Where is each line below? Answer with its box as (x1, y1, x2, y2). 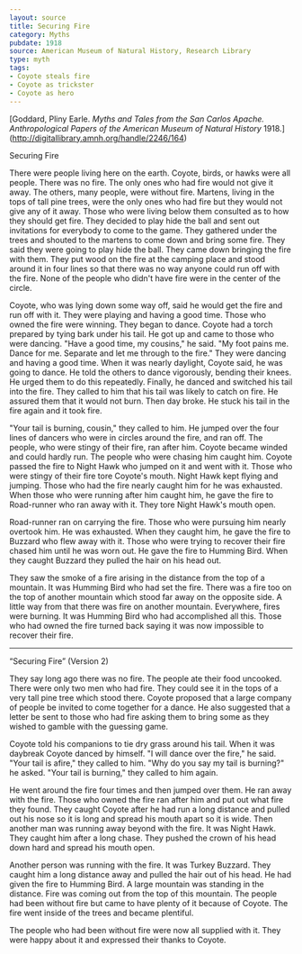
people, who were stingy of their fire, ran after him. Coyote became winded (9, 441, 288, 452)
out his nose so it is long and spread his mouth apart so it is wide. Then (9, 813, 273, 824)
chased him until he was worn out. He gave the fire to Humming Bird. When (9, 545, 289, 556)
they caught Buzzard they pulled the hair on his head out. (9, 555, 222, 566)
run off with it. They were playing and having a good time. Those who (9, 309, 267, 320)
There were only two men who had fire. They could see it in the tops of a (9, 682, 279, 694)
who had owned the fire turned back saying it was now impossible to (9, 620, 264, 631)
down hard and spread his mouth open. (9, 841, 155, 852)
